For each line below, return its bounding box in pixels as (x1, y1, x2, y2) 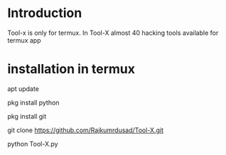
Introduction (7, 5, 82, 21)
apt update (7, 84, 39, 93)
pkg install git (7, 112, 47, 120)
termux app (7, 36, 41, 44)
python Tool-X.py (7, 139, 58, 148)
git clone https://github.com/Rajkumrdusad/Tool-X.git (7, 126, 163, 134)
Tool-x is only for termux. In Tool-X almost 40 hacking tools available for (7, 28, 219, 37)
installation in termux (7, 61, 135, 77)
